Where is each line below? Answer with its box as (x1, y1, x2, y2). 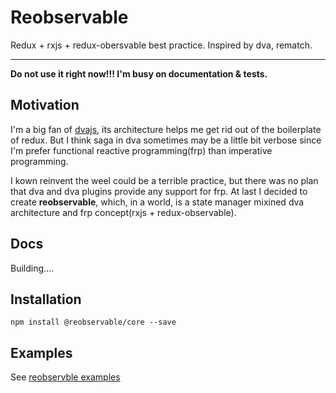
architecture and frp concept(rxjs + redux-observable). (10, 206, 237, 218)
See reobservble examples (10, 371, 121, 383)
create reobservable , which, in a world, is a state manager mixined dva (10, 196, 305, 208)
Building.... (10, 262, 55, 274)
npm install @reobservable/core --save (10, 317, 177, 328)
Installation (10, 291, 82, 308)
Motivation (10, 97, 80, 114)
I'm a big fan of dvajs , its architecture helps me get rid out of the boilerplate (10, 123, 322, 135)
